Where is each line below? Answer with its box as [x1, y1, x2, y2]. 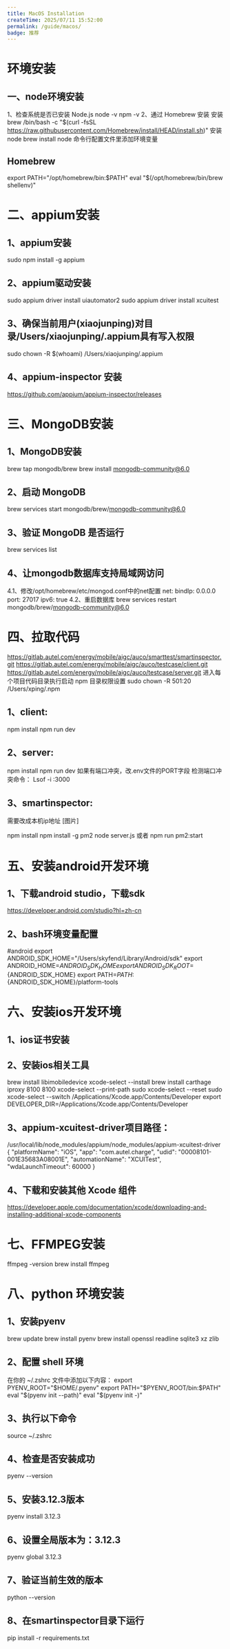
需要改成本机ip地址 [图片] [7, 817, 79, 825]
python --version [7, 1593, 56, 1601]
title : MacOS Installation [7, 10, 85, 17]
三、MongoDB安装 [7, 416, 114, 432]
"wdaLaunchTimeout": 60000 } [7, 1163, 96, 1171]
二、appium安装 [7, 208, 100, 223]
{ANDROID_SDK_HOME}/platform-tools [7, 978, 118, 986]
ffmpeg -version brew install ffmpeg [7, 1260, 109, 1268]
